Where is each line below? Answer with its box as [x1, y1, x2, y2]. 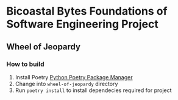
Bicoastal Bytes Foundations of [6, 4, 168, 18]
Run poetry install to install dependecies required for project [15, 87, 172, 94]
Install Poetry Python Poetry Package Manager [15, 73, 133, 80]
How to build [6, 60, 44, 68]
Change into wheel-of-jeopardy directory [15, 80, 118, 87]
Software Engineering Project [6, 17, 158, 31]
